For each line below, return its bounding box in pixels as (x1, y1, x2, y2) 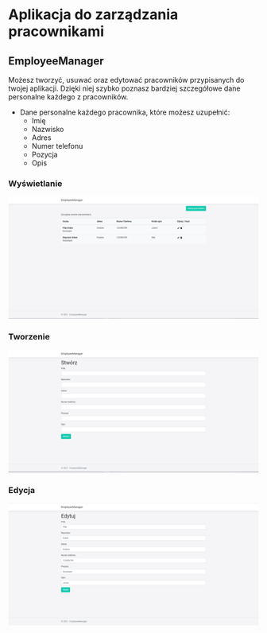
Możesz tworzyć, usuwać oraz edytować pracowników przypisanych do (8, 76, 245, 84)
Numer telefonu (31, 142, 83, 150)
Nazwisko (31, 125, 64, 134)
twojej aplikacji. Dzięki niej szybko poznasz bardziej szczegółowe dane (8, 83, 241, 93)
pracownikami (8, 22, 105, 41)
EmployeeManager (8, 54, 104, 68)
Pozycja (31, 150, 58, 159)
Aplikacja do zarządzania (8, 6, 179, 24)
